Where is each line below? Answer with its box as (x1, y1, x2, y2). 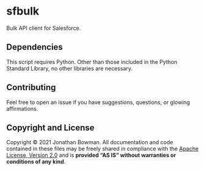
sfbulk (6, 4, 40, 18)
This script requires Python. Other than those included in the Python (6, 58, 178, 65)
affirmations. (6, 105, 38, 112)
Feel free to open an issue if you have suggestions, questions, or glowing (6, 99, 190, 106)
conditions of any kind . (6, 158, 66, 166)
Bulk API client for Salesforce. (6, 24, 81, 32)
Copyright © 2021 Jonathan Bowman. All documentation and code (6, 139, 173, 146)
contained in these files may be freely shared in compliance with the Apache (6, 145, 199, 153)
